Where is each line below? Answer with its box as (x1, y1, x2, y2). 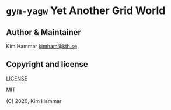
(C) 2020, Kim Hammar (6, 97, 62, 104)
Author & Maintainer (6, 27, 82, 37)
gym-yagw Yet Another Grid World (6, 4, 166, 17)
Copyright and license (6, 59, 89, 69)
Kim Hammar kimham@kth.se (6, 42, 78, 49)
